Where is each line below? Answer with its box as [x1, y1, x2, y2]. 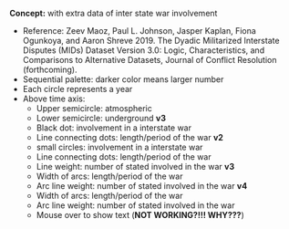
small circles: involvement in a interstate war [36, 141, 203, 152]
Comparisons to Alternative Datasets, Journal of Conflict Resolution [22, 55, 277, 65]
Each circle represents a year [22, 84, 133, 94]
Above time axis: [22, 93, 86, 104]
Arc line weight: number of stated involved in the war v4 [36, 181, 248, 191]
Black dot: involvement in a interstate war [36, 122, 191, 133]
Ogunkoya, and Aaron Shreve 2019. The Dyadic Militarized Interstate [22, 36, 280, 46]
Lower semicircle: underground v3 [36, 113, 167, 123]
